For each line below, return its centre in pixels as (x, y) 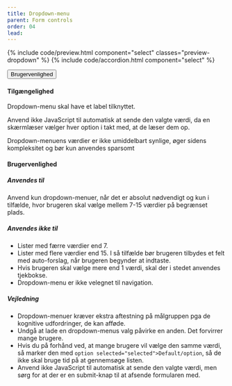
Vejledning (23, 299)
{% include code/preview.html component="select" (81, 53)
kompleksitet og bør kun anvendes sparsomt (71, 148)
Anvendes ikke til (33, 228)
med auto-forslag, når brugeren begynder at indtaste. (94, 260)
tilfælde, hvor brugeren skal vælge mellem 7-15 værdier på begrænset (108, 205)
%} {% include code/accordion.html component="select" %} (128, 60)
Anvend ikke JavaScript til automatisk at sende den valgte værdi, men (117, 367)
